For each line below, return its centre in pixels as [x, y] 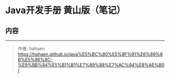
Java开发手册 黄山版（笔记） [65, 10]
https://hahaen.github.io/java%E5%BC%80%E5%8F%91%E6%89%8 [90, 54]
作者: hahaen [31, 48]
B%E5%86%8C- [35, 60]
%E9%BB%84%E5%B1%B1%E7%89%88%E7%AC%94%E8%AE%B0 [91, 65]
